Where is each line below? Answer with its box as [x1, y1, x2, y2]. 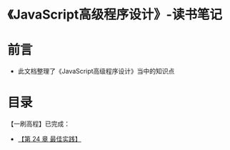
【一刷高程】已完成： [7, 119, 70, 129]
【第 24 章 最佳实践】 [17, 135, 81, 144]
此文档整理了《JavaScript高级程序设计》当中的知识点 [17, 67, 175, 76]
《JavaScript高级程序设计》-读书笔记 [7, 6, 223, 23]
